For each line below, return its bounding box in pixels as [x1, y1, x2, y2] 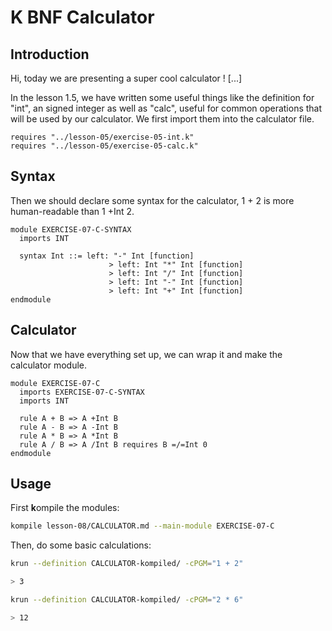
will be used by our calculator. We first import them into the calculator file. [10, 113, 315, 125]
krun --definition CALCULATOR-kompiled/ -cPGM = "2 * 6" [10, 595, 244, 605]
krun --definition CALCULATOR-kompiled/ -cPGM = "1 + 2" [10, 559, 244, 569]
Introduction [10, 46, 90, 63]
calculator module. [10, 359, 88, 371]
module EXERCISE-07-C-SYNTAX [10, 224, 132, 235]
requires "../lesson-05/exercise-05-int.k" [10, 132, 195, 142]
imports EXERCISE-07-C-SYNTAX [19, 387, 145, 397]
